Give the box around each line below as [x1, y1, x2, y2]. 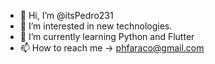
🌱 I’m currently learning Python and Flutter [19, 31, 195, 42]
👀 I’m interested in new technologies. [19, 20, 173, 32]
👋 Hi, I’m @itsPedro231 [19, 10, 114, 21]
